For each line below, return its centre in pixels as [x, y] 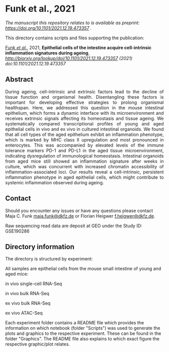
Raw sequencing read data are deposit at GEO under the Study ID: [74, 226]
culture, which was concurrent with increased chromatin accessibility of [84, 166]
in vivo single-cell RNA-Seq [34, 284]
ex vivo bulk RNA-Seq [28, 303]
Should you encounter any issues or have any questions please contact [79, 210]
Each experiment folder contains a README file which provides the [75, 323]
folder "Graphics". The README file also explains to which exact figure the [82, 339]
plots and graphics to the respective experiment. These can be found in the [83, 333]
